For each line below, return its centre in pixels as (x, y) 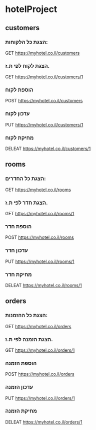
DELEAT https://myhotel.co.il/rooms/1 (43, 285)
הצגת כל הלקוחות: (26, 42)
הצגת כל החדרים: (25, 179)
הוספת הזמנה (21, 363)
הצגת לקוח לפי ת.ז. (27, 66)
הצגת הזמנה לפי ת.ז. (29, 339)
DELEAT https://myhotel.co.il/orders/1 (44, 422)
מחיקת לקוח (19, 137)
